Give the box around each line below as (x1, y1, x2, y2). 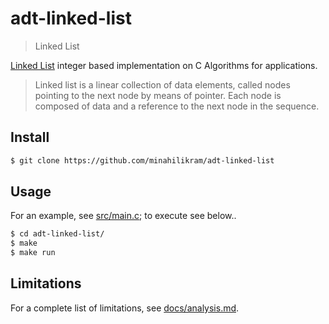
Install (10, 129, 50, 146)
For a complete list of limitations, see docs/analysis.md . (10, 302, 240, 314)
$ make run (10, 248, 56, 258)
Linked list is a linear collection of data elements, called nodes (34, 78, 291, 91)
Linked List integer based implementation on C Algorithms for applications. (10, 59, 318, 71)
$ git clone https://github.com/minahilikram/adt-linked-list (10, 155, 275, 166)
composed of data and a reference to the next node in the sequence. (34, 100, 320, 112)
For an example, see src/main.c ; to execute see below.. (10, 210, 237, 222)
